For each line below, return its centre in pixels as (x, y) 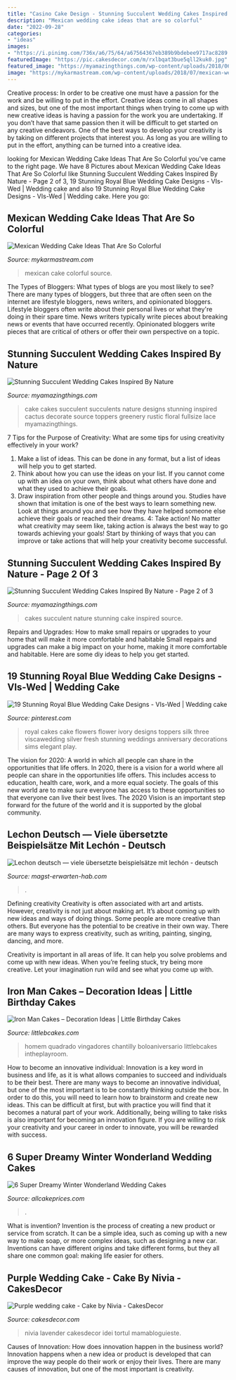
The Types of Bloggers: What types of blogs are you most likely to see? (111, 287)
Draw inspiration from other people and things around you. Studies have (122, 496)
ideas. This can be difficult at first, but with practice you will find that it (109, 1105)
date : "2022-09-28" (36, 27)
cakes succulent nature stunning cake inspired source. (104, 618)
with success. (27, 1135)
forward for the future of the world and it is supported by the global (105, 805)
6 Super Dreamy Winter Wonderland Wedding (110, 1157)
